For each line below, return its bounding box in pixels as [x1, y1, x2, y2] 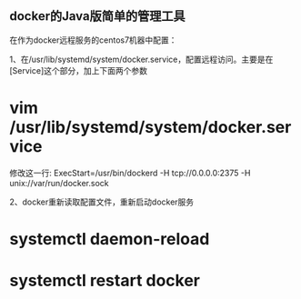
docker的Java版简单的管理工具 [9, 8, 186, 25]
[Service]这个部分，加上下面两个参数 [9, 65, 148, 75]
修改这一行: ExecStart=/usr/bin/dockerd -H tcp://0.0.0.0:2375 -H [9, 167, 251, 178]
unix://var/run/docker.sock [9, 177, 109, 188]
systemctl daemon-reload [9, 228, 210, 249]
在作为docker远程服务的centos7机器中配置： [9, 35, 177, 45]
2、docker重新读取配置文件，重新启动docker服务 [9, 196, 195, 207]
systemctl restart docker [9, 271, 201, 291]
